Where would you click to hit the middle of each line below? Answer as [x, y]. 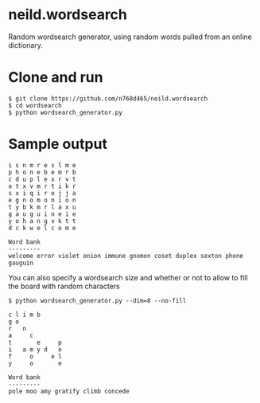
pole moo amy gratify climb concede [69, 391]
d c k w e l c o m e [43, 228]
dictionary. [26, 45]
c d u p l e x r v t [43, 179]
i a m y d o [35, 349]
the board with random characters [64, 286]
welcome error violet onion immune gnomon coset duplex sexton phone [126, 256]
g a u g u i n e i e [43, 214]
